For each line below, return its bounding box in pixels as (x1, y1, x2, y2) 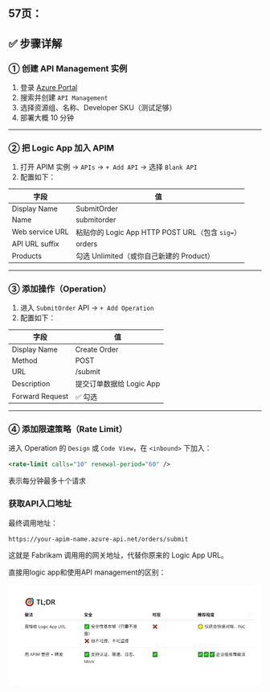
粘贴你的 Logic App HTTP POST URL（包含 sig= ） (76, 227, 241, 237)
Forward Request (11, 392, 69, 402)
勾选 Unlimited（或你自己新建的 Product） (76, 251, 215, 261)
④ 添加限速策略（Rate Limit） (8, 424, 128, 435)
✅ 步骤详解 (8, 36, 63, 50)
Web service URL (11, 227, 70, 237)
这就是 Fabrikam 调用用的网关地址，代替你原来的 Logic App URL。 (8, 550, 229, 560)
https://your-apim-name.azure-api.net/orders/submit (8, 535, 189, 543)
